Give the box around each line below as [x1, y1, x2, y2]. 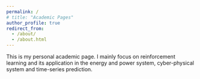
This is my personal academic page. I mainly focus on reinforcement [6, 53, 175, 60]
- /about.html [11, 37, 47, 42]
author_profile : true [6, 20, 61, 26]
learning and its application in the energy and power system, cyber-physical [6, 59, 194, 66]
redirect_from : [6, 25, 44, 32]
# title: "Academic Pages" [6, 14, 74, 20]
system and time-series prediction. [6, 66, 93, 72]
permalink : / [6, 8, 39, 15]
